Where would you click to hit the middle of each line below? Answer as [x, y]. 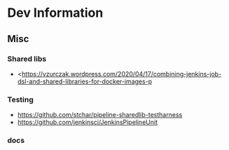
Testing [20, 100]
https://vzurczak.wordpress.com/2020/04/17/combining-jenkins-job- [122, 74]
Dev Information [55, 13]
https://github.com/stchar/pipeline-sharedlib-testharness [100, 115]
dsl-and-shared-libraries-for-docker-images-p [85, 81]
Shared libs [27, 59]
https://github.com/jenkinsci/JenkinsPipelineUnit [87, 122]
